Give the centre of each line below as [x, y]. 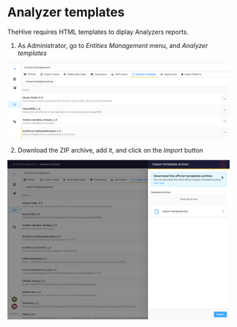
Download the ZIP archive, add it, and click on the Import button [110, 150]
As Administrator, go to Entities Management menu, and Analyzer [113, 45]
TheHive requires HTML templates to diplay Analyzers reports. [98, 32]
